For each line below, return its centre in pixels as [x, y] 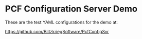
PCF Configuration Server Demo [71, 9]
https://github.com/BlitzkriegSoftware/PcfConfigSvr [57, 31]
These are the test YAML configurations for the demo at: [62, 22]
